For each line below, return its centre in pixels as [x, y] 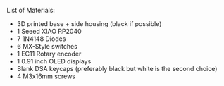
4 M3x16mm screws [46, 76]
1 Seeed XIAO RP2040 [49, 31]
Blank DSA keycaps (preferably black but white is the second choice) [117, 69]
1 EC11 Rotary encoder [49, 54]
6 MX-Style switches [47, 46]
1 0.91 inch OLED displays [54, 61]
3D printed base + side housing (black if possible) [89, 24]
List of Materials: [31, 10]
